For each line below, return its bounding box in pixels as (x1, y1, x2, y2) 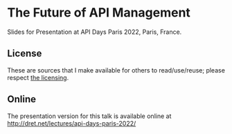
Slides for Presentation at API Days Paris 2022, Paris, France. (7, 28, 182, 36)
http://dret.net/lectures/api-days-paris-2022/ (7, 119, 136, 127)
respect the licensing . (7, 73, 69, 82)
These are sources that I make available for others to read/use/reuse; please (7, 66, 225, 74)
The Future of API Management (7, 5, 190, 21)
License (7, 48, 42, 59)
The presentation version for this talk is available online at (7, 112, 172, 120)
